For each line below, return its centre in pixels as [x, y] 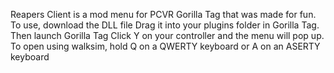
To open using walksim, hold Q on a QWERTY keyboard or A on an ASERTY [165, 46]
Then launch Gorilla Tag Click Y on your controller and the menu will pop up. [167, 35]
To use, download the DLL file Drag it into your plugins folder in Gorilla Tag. [165, 25]
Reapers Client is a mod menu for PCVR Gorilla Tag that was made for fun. [163, 14]
